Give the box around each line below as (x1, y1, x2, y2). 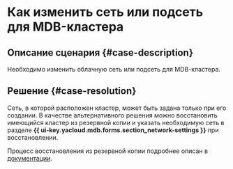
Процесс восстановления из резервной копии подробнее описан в (7, 147, 208, 155)
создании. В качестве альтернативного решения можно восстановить (7, 111, 218, 119)
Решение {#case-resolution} (7, 85, 137, 97)
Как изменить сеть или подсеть (7, 4, 204, 20)
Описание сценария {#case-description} (7, 47, 194, 58)
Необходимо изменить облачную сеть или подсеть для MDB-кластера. (7, 65, 221, 73)
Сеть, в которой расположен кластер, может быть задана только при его (7, 104, 227, 112)
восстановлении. (7, 133, 59, 141)
